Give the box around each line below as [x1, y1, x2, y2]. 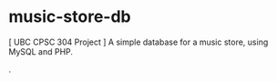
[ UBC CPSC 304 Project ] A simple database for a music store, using [8, 36, 269, 47]
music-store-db [8, 6, 131, 27]
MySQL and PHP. [8, 46, 74, 56]
